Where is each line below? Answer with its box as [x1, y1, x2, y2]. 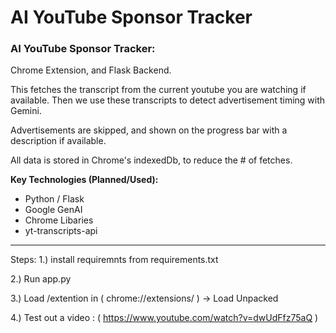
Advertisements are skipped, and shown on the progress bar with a [10, 124, 288, 136]
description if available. [10, 135, 107, 147]
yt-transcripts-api [24, 225, 98, 237]
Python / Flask [24, 193, 85, 205]
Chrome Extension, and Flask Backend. [10, 64, 172, 76]
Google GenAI [24, 204, 83, 216]
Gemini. [10, 105, 42, 117]
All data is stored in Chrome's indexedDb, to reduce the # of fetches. [10, 154, 293, 166]
